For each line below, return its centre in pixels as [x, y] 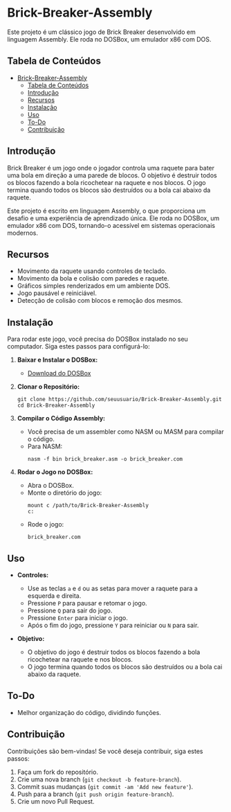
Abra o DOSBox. [50, 486]
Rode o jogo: [46, 524]
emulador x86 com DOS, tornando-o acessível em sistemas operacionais [111, 225]
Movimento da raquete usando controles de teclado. [92, 271]
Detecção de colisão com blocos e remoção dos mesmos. [100, 301]
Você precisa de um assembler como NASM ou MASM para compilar [126, 432]
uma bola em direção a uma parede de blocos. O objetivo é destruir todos [112, 175]
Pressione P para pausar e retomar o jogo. [87, 603]
